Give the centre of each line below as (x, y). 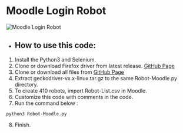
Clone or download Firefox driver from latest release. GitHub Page (95, 66)
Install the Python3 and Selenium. (55, 59)
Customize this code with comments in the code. (74, 97)
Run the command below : (46, 103)
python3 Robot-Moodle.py (36, 114)
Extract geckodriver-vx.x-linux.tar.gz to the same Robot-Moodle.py (96, 78)
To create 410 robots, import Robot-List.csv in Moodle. (81, 91)
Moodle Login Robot (56, 11)
